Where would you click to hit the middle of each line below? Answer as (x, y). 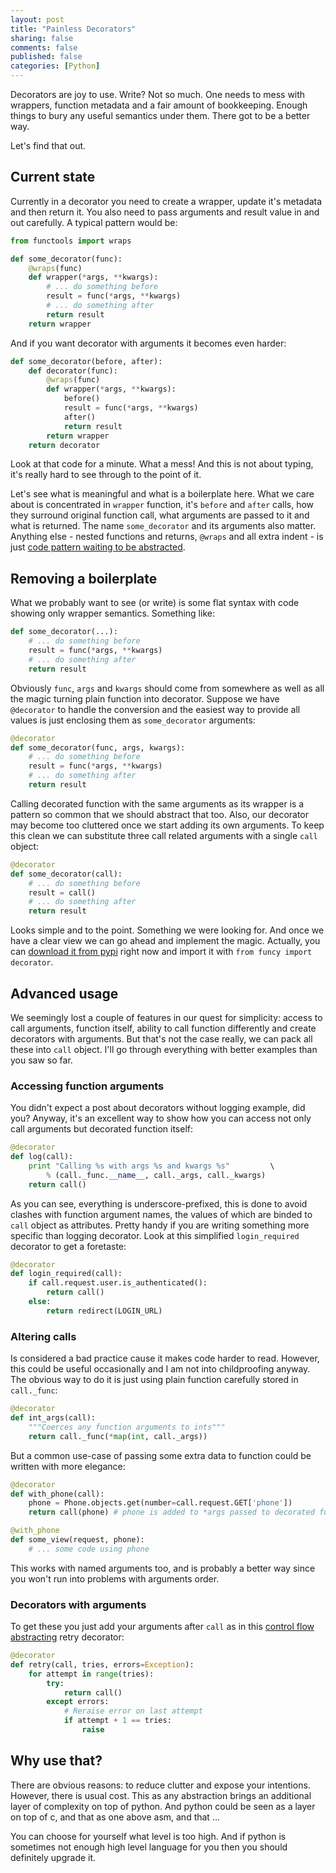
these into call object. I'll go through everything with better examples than (164, 1049)
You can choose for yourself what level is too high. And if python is (148, 1836)
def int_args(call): (53, 1418)
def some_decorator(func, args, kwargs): (98, 747)
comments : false (44, 47)
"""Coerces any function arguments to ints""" (127, 1427)
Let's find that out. (48, 145)
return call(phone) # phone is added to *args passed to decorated (171, 1512)
